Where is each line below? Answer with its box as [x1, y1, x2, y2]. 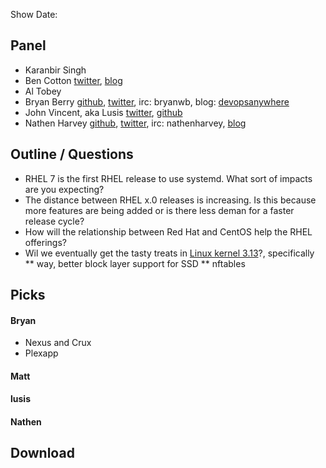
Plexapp [24, 347, 59, 359]
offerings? [24, 236, 67, 248]
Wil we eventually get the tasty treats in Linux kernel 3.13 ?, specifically [24, 247, 315, 259]
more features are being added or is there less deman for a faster [24, 204, 295, 216]
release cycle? [24, 215, 85, 227]
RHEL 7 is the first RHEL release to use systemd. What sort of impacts [24, 172, 313, 184]
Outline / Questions [10, 146, 134, 163]
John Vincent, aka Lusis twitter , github [24, 106, 183, 118]
